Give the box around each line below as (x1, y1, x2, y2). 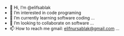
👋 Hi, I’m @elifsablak (9, 5, 51, 10)
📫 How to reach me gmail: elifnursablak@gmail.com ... (9, 26, 120, 31)
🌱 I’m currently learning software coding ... (9, 15, 95, 20)
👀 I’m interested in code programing (9, 10, 81, 16)
